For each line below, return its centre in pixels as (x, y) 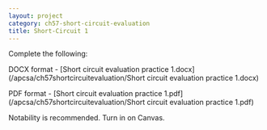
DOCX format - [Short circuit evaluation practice (89, 69)
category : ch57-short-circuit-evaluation (79, 23)
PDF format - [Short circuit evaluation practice (85, 94)
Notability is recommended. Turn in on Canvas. (87, 118)
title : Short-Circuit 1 (49, 31)
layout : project (36, 16)
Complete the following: (48, 54)
